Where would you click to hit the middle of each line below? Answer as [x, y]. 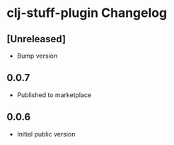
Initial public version [46, 134]
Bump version [37, 56]
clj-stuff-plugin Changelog [87, 13]
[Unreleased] [36, 39]
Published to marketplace [54, 95]
